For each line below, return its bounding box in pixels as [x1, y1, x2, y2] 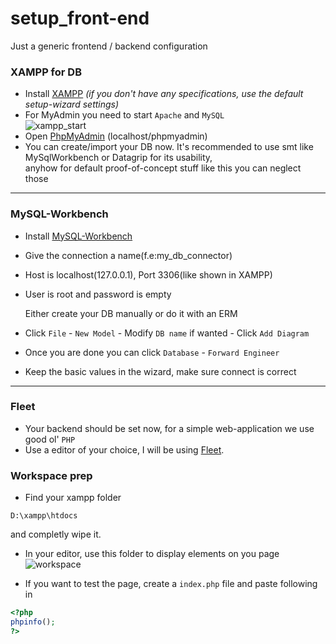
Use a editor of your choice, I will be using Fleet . [24, 443, 225, 456]
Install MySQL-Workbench [24, 230, 133, 242]
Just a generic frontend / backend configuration [10, 40, 208, 52]
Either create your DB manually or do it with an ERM [24, 307, 238, 319]
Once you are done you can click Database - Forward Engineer [24, 346, 280, 358]
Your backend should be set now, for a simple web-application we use [24, 422, 315, 434]
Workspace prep [10, 468, 93, 482]
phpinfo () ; [10, 617, 56, 627]
